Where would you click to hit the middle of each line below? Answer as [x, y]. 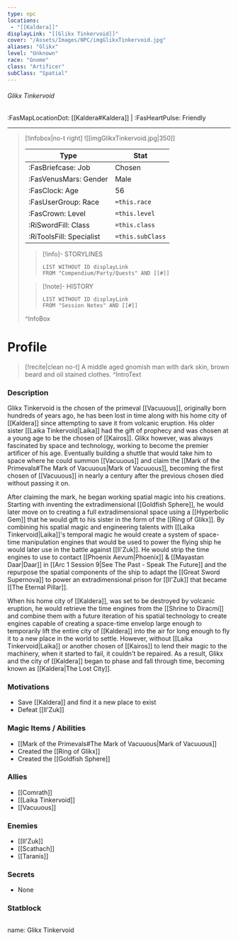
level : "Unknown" [33, 54]
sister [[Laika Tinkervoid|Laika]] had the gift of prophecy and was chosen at [118, 430]
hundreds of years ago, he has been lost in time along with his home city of [117, 415]
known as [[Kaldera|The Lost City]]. [59, 668]
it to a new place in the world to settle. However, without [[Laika [100, 638]
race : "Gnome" [28, 60]
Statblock [24, 908]
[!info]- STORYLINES [73, 254]
